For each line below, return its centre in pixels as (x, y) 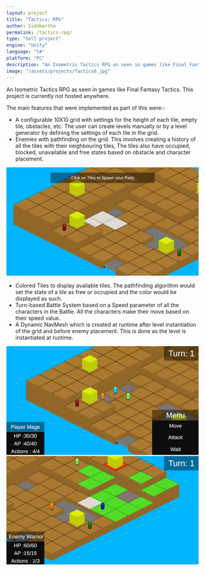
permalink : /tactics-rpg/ (39, 32)
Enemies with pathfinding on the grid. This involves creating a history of (106, 139)
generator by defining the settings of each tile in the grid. (87, 132)
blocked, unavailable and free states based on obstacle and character (103, 152)
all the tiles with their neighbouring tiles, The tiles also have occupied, (103, 146)
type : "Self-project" (34, 39)
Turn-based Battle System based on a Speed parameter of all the (97, 305)
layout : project (27, 13)
